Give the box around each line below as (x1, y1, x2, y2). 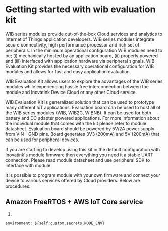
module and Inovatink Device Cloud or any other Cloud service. (5, 89, 137, 95)
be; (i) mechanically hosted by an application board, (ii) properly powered (5, 52, 158, 59)
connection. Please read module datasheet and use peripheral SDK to (5, 157, 150, 163)
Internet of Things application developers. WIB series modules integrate (5, 36, 155, 42)
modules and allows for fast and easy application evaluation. (5, 68, 131, 74)
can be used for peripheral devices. (5, 136, 79, 143)
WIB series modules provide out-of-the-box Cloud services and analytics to (5, 31, 163, 37)
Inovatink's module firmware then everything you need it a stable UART (5, 152, 154, 158)
